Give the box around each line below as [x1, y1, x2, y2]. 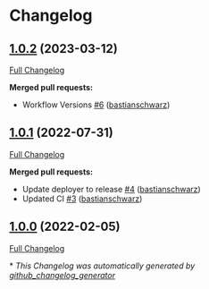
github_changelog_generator [9, 269, 116, 280]
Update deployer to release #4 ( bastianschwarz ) [21, 183, 201, 194]
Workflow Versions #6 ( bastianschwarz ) [21, 99, 171, 110]
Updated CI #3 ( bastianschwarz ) [21, 193, 143, 204]
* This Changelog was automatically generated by [9, 260, 196, 271]
